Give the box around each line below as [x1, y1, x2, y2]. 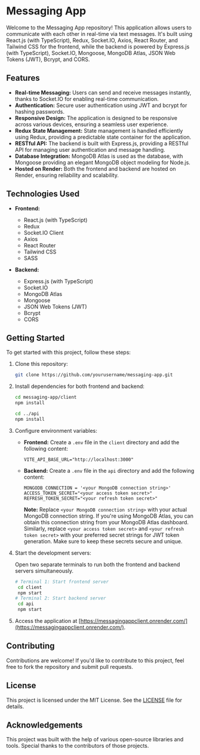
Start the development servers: [14, 549, 91, 557]
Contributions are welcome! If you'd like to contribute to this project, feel [6, 656, 184, 664]
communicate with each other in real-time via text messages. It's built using [6, 30, 193, 37]
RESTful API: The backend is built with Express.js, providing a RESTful [14, 139, 189, 147]
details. [6, 702, 24, 710]
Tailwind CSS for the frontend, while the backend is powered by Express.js [6, 43, 190, 50]
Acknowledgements [6, 720, 83, 730]
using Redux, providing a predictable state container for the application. [14, 133, 192, 140]
